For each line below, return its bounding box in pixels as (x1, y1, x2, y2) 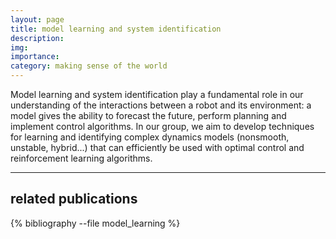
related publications (10, 191, 138, 208)
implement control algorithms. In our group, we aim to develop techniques (10, 121, 315, 132)
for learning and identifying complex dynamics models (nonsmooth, (10, 131, 290, 143)
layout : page (10, 14, 65, 25)
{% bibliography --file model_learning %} (10, 217, 181, 229)
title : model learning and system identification (10, 24, 222, 34)
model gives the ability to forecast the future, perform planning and (10, 110, 287, 121)
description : (10, 33, 65, 43)
